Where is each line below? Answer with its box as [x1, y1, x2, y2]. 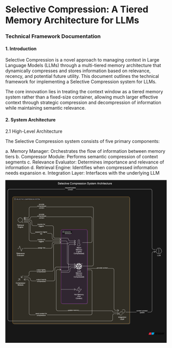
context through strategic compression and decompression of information [5, 99, 161, 106]
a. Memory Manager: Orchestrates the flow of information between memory [5, 148, 165, 154]
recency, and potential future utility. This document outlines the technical [5, 73, 159, 79]
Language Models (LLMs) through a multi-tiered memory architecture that [5, 63, 161, 69]
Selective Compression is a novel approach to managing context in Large [5, 57, 160, 63]
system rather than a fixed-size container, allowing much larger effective [5, 94, 159, 100]
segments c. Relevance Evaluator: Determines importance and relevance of [5, 159, 165, 165]
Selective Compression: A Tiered [5, 4, 148, 15]
